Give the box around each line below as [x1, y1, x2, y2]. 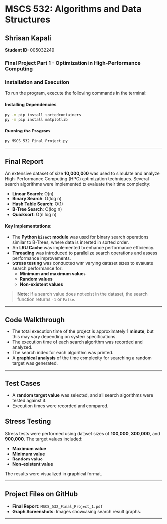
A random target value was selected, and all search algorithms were [12, 392, 153, 398]
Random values [19, 276, 53, 282]
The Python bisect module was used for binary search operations [12, 234, 149, 240]
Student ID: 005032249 [5, 47, 55, 53]
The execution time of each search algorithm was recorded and [12, 339, 143, 345]
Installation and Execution [5, 78, 70, 85]
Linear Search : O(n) [12, 191, 54, 196]
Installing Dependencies [5, 101, 57, 107]
